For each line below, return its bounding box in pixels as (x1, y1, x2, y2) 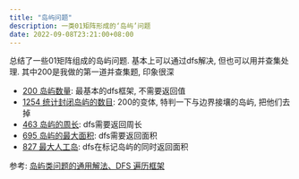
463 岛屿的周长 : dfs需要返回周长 (21, 119, 142, 130)
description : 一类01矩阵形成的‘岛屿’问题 (9, 21, 151, 30)
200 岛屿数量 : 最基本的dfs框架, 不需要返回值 (21, 86, 186, 97)
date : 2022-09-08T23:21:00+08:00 (9, 30, 134, 38)
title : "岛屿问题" (9, 13, 73, 22)
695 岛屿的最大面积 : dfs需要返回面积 (21, 131, 158, 141)
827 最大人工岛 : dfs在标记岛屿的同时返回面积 (21, 141, 189, 152)
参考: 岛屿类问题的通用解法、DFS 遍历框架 (9, 160, 166, 171)
